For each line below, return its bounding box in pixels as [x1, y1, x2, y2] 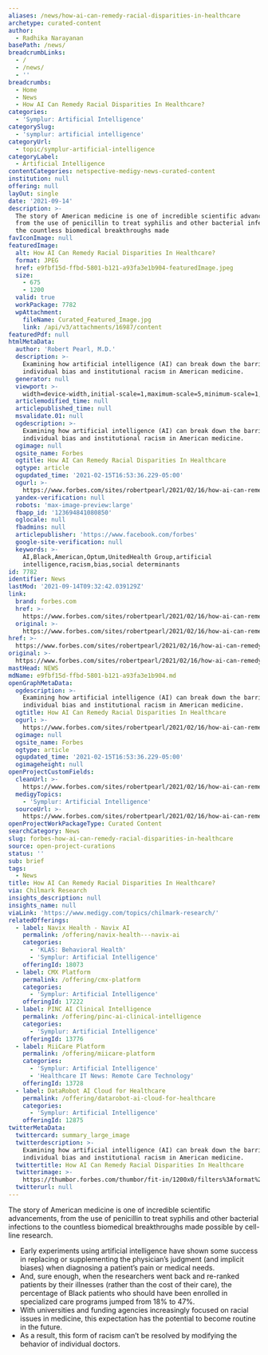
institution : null [8, 175, 69, 183]
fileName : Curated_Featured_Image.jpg [22, 316, 152, 324]
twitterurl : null [15, 1184, 73, 1192]
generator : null [15, 375, 69, 383]
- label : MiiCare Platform [15, 1042, 105, 1050]
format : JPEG [15, 256, 59, 264]
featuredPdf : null [8, 330, 69, 339]
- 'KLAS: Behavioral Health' [29, 946, 127, 954]
